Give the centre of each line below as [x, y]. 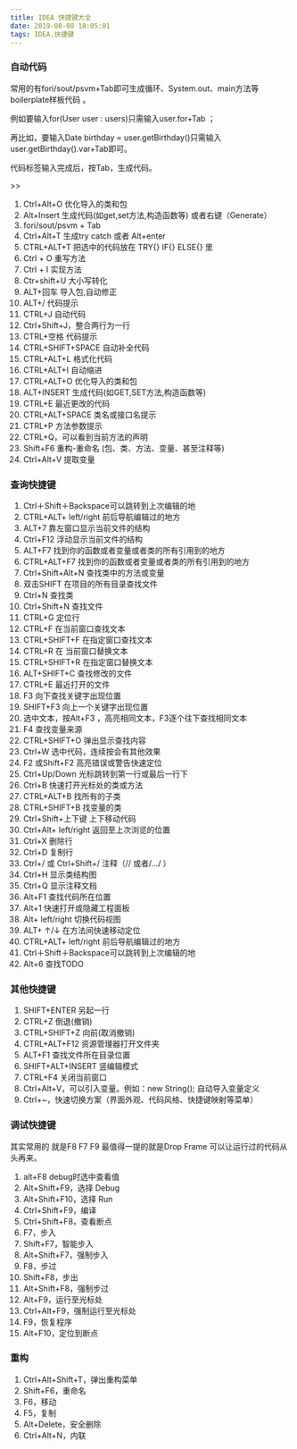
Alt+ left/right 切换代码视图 [72, 919]
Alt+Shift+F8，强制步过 [66, 1288]
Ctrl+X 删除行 [48, 840]
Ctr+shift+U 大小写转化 [65, 280]
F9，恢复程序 [47, 1322]
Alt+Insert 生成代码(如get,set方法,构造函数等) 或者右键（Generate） [147, 215]
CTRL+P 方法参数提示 [62, 425]
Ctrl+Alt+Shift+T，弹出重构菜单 [80, 1379]
